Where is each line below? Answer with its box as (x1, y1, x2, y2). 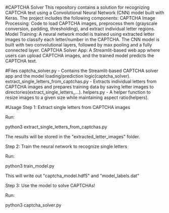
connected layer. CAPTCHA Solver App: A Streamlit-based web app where (5, 47, 160, 53)
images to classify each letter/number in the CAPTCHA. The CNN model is (5, 36, 160, 42)
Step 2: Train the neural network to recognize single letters (5, 143, 128, 149)
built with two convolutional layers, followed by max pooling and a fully (5, 42, 152, 47)
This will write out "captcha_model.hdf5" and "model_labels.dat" (5, 173, 140, 179)
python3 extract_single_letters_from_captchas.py (5, 124, 107, 130)
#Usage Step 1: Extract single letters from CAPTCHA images (5, 104, 130, 110)
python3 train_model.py (5, 163, 54, 169)
